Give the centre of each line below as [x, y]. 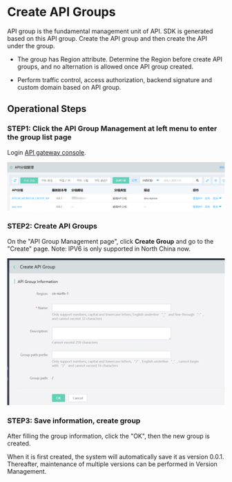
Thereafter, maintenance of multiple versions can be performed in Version [112, 464]
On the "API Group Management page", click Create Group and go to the [110, 241]
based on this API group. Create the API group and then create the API [107, 38]
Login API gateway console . [47, 152]
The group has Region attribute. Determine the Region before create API [120, 59]
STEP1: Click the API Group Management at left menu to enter [112, 128]
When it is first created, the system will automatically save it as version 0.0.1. [116, 456]
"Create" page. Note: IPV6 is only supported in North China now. [99, 249]
